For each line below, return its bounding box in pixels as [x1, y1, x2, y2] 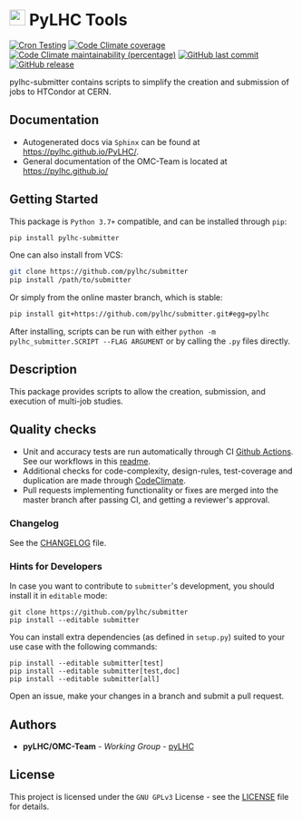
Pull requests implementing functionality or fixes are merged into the [22, 484, 279, 495]
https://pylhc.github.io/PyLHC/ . [22, 146, 139, 157]
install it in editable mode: [9, 590, 108, 601]
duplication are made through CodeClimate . [22, 474, 186, 485]
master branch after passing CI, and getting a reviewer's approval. [22, 494, 270, 505]
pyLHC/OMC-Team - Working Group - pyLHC [22, 741, 195, 752]
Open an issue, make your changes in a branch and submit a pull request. [9, 690, 285, 702]
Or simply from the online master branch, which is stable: [9, 292, 224, 303]
